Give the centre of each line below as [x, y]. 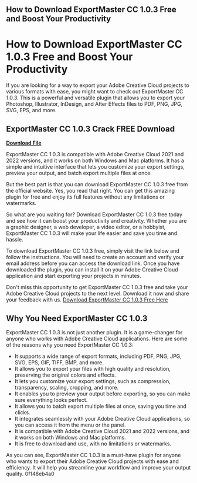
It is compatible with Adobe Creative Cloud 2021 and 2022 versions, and [102, 431]
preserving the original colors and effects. [65, 375]
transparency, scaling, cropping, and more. [67, 387]
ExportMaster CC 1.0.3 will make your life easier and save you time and [92, 233]
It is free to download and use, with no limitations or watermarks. [93, 444]
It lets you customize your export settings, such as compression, [93, 381]
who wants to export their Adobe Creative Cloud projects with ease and [92, 461]
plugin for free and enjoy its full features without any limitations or [86, 197]
